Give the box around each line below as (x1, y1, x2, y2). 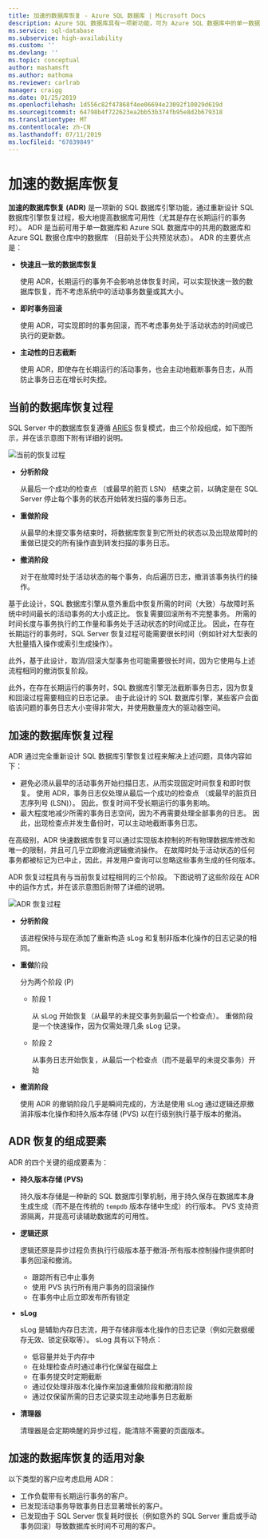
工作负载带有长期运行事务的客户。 (19, 1491, 132, 1500)
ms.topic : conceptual (8, 57, 81, 65)
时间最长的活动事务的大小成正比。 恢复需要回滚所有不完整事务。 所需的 (22, 609, 257, 619)
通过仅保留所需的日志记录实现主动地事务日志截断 (31, 1392, 193, 1401)
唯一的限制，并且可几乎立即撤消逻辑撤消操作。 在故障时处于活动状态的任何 (8, 845, 255, 855)
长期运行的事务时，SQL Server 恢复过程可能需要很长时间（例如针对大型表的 (8, 629, 258, 639)
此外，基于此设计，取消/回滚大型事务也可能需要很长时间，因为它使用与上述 (8, 656, 256, 666)
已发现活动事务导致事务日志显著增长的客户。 (19, 1500, 167, 1511)
